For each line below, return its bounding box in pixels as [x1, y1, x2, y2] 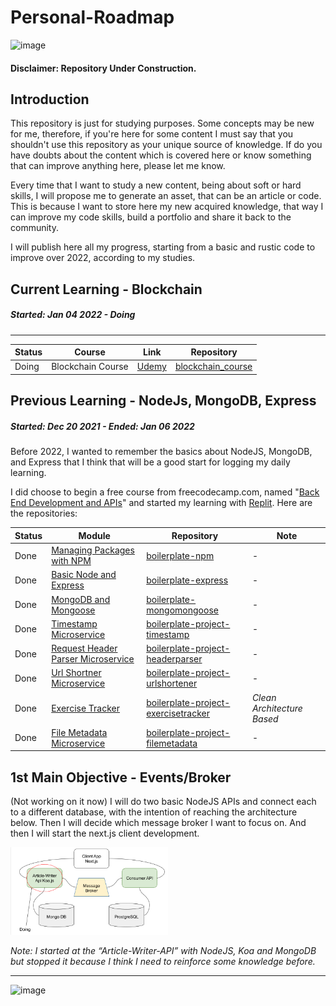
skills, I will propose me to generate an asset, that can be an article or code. [10, 190, 322, 202]
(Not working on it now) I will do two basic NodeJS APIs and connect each [10, 796, 317, 808]
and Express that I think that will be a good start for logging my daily [10, 456, 291, 468]
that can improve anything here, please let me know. [10, 160, 226, 172]
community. [10, 222, 59, 234]
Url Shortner [51, 667, 102, 679]
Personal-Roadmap [10, 6, 175, 29]
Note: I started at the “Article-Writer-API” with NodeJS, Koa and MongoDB [10, 945, 317, 957]
